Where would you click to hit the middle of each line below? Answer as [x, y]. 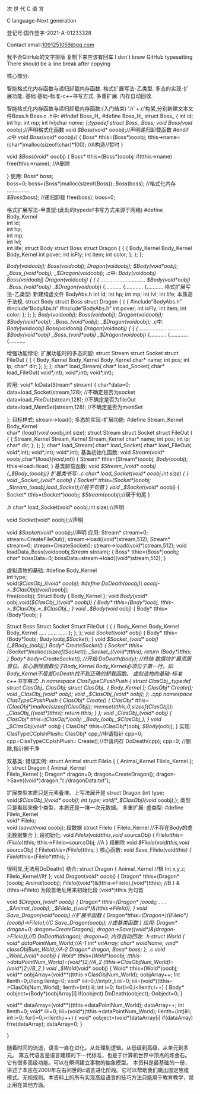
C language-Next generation [42, 20]
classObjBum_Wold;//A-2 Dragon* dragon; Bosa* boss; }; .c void [86, 949]
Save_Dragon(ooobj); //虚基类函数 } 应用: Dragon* [116, 923]
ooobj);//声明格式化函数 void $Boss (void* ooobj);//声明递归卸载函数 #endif [98, 130]
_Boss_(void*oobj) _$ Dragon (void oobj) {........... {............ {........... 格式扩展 [96, 287]
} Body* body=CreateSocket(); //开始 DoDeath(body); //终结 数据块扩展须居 [99, 659]
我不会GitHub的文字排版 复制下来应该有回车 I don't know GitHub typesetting [100, 57]
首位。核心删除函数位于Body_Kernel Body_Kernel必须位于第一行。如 [90, 666]
